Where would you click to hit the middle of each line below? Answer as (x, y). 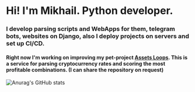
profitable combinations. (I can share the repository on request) (85, 70)
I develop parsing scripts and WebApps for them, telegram (90, 29)
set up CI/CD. (25, 44)
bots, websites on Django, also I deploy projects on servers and (98, 36)
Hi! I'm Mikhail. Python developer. (90, 11)
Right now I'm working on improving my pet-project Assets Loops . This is (97, 57)
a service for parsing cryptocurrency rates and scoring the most (86, 63)
